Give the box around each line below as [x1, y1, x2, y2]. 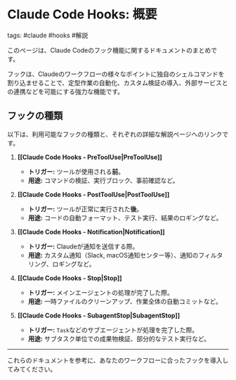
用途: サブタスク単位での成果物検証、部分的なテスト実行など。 [27, 334, 211, 343]
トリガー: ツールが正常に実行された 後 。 [27, 205, 143, 213]
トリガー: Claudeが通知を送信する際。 [27, 242, 139, 251]
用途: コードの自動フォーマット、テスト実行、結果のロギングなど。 [27, 213, 223, 222]
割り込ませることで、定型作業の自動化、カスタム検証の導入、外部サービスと [7, 78, 228, 87]
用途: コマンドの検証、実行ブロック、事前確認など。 [27, 176, 179, 184]
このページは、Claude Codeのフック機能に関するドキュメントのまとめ [7, 46, 211, 54]
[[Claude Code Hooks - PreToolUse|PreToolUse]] [17, 153, 163, 161]
